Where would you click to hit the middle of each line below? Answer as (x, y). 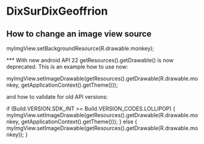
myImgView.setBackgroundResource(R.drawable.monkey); (80, 48)
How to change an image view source (79, 34)
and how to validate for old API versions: (57, 97)
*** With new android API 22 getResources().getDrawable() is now (90, 60)
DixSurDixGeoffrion (57, 11)
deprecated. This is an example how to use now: (67, 67)
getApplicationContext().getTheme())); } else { (79, 121)
